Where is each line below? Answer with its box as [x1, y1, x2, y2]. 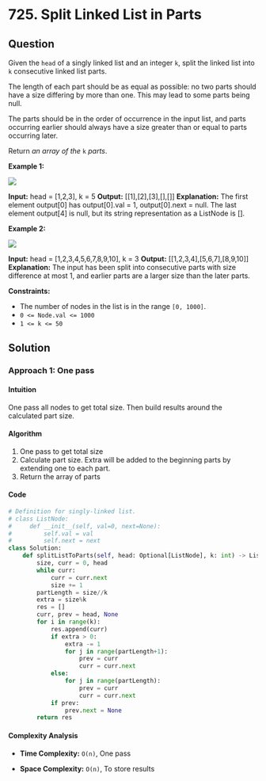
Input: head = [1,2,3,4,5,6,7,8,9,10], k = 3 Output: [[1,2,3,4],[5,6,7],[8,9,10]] [8, 254, 249, 263]
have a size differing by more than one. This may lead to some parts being [8, 90, 251, 100]
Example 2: [8, 224, 46, 233]
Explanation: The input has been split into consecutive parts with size [8, 263, 236, 272]
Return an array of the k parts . [8, 147, 108, 155]
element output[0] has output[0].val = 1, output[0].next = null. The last [8, 200, 237, 209]
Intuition [8, 384, 37, 394]
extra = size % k [36, 596, 87, 604]
